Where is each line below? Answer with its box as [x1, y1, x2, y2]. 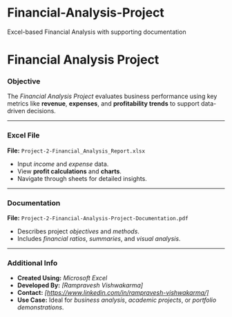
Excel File [7, 131, 40, 140]
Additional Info [7, 258, 58, 267]
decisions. [26, 107, 57, 115]
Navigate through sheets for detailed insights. [17, 174, 147, 182]
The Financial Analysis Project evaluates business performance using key [7, 92, 217, 101]
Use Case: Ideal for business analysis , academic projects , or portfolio [17, 296, 217, 305]
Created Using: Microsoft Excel [17, 274, 108, 282]
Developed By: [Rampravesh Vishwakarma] [17, 281, 144, 289]
